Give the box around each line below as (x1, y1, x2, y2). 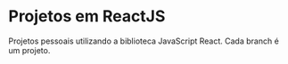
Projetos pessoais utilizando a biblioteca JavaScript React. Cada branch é (8, 36, 280, 46)
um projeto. (8, 44, 51, 55)
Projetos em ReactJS (8, 6, 166, 27)
